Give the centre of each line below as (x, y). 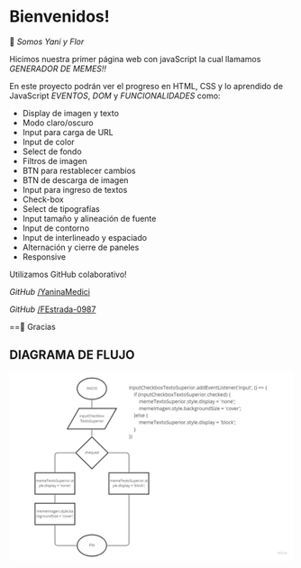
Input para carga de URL (68, 132)
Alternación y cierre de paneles (81, 247)
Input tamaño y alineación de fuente (89, 218)
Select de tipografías (61, 208)
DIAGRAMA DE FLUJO (72, 355)
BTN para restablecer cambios (79, 170)
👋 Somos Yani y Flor (47, 41)
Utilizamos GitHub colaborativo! (68, 274)
